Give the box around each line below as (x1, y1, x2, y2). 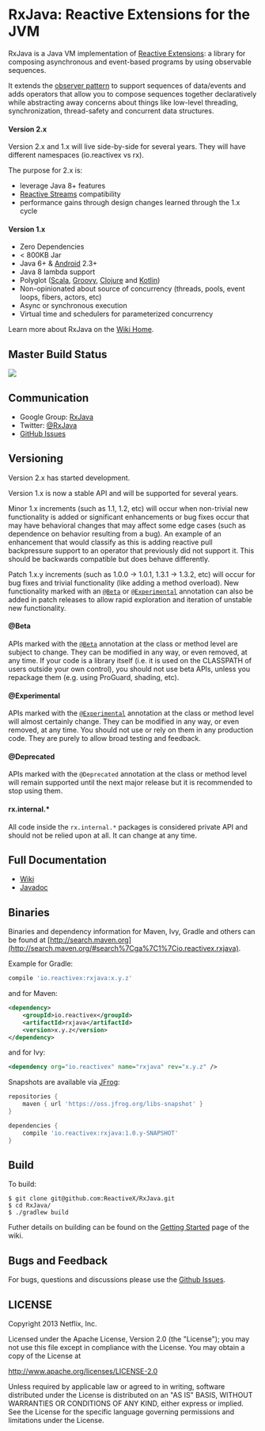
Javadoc (19, 883, 49, 892)
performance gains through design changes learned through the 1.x (19, 198, 240, 208)
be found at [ (8, 935, 51, 944)
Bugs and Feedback (8, 1254, 108, 1267)
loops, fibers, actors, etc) (19, 292, 102, 302)
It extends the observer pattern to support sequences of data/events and (8, 81, 247, 90)
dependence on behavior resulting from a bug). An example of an (8, 529, 221, 538)
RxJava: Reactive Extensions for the (8, 6, 251, 24)
